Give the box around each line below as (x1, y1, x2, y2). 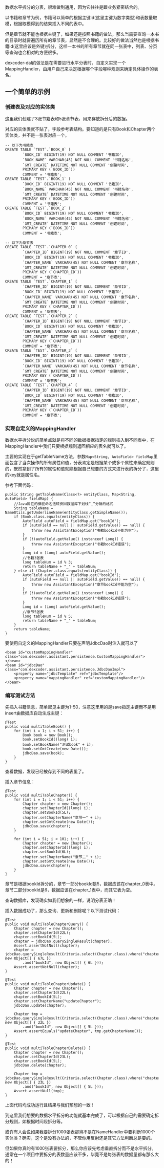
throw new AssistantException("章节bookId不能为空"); (31, 582, 139, 587)
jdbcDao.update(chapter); (14, 1003, 67, 1008)
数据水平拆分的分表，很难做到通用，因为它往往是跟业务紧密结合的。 (5, 4, 142, 10)
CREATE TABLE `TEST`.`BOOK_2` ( (5, 206, 71, 211)
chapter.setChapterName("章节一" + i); (22, 815, 102, 820)
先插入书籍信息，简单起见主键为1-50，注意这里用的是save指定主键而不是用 (5, 704, 156, 710)
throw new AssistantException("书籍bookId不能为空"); (31, 528, 139, 533)
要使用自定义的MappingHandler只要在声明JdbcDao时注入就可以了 (5, 640, 138, 646)
